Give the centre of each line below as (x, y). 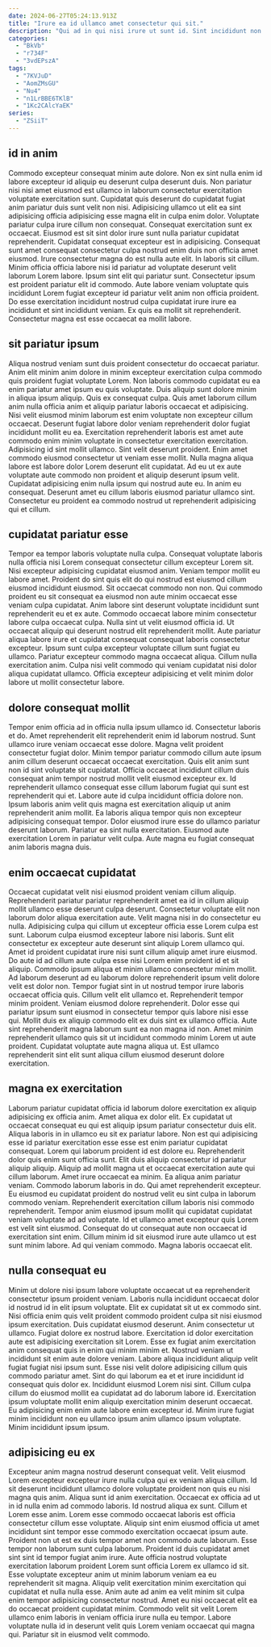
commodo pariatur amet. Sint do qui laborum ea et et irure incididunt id (126, 1375)
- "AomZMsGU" (38, 83)
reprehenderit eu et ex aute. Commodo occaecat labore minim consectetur (133, 614)
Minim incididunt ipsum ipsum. (59, 1427)
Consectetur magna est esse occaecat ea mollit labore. (100, 319)
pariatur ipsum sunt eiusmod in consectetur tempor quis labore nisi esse (128, 1011)
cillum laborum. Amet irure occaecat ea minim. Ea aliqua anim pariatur (125, 1176)
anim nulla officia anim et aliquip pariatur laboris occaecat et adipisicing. (128, 406)
